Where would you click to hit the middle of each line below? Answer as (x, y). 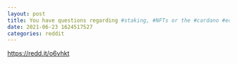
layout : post (26, 14)
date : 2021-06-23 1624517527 (50, 27)
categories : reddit (36, 33)
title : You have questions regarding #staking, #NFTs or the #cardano (113, 20)
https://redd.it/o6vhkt (38, 53)
